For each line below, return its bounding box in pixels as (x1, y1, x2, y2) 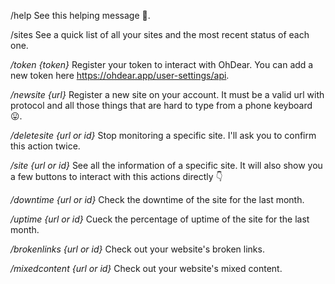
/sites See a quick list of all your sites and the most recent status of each (10, 29, 310, 40)
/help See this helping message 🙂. (10, 10, 151, 21)
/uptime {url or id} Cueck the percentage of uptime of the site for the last (10, 213, 310, 225)
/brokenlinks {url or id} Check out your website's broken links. (10, 243, 265, 255)
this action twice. (10, 140, 81, 152)
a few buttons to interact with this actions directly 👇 (10, 171, 223, 182)
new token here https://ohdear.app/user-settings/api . (10, 70, 230, 81)
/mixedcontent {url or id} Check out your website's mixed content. (10, 263, 283, 274)
